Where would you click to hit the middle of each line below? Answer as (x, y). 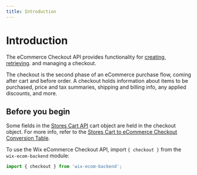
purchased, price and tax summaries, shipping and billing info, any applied (96, 87)
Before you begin (38, 111)
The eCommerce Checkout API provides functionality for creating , (86, 57)
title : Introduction (31, 11)
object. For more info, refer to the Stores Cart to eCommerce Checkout (92, 132)
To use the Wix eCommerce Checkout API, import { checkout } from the (94, 150)
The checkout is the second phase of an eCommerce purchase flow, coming (98, 75)
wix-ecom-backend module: (38, 156)
